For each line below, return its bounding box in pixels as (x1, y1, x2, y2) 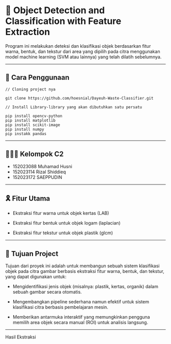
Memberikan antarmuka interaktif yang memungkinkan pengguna (12, 314, 150, 320)
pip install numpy (5, 127, 44, 132)
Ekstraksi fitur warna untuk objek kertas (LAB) (12, 210, 109, 216)
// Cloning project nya (5, 86, 56, 92)
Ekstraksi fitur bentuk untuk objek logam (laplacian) (12, 220, 121, 226)
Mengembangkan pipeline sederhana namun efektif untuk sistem (12, 299, 149, 305)
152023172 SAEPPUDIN (12, 174, 63, 180)
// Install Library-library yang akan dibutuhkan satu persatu (5, 104, 142, 110)
